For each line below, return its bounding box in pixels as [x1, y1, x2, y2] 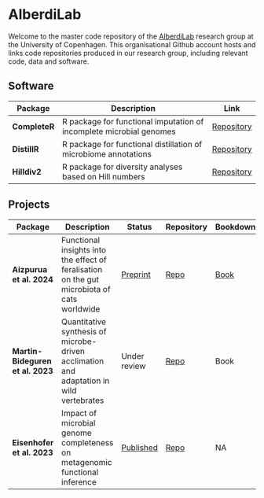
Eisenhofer [12, 437, 54, 448]
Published [121, 442, 159, 453]
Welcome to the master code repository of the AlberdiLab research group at [8, 31, 254, 41]
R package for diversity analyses [61, 161, 183, 172]
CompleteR [12, 120, 55, 131]
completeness [61, 437, 114, 448]
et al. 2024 [12, 274, 53, 285]
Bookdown [214, 221, 256, 232]
